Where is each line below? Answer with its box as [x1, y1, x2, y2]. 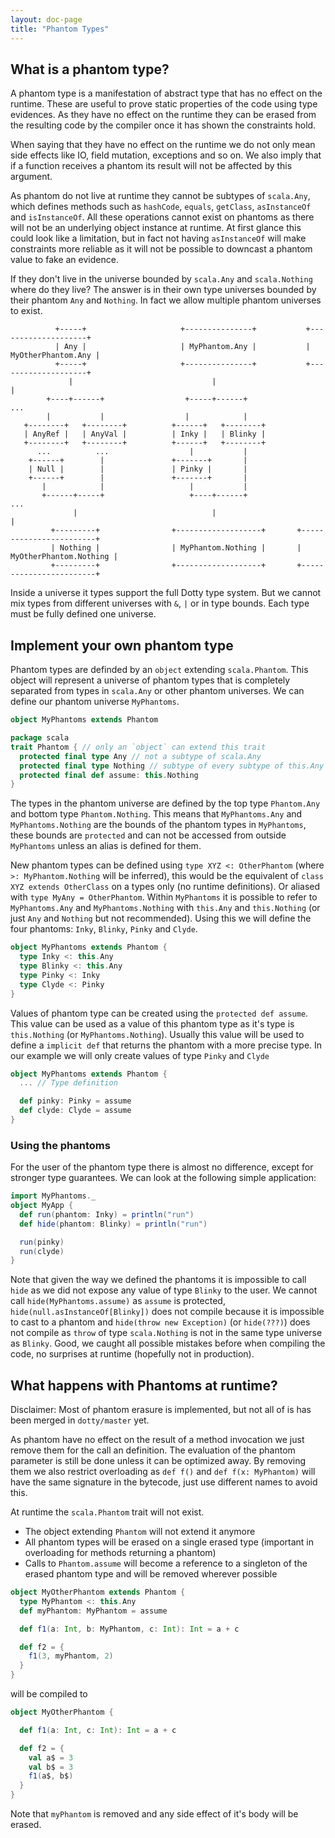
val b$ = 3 [28, 1762, 74, 1772]
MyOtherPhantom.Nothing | [10, 552, 118, 562]
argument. [10, 171, 53, 183]
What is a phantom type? [10, 61, 170, 78]
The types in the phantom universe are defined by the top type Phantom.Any [10, 797, 321, 810]
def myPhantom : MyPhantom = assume [19, 1606, 168, 1616]
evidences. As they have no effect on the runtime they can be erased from [10, 109, 317, 121]
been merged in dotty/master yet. [10, 1414, 150, 1426]
